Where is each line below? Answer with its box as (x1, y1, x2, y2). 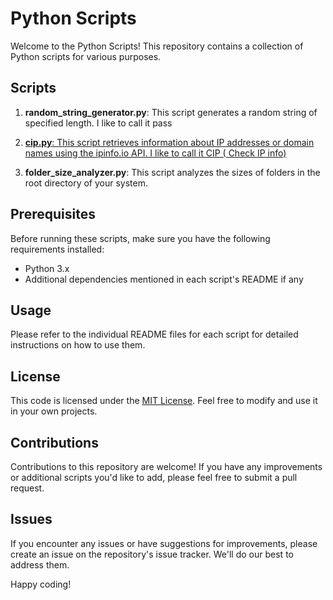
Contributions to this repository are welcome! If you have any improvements (10, 461, 323, 472)
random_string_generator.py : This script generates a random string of (24, 106, 318, 118)
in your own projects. (10, 405, 98, 417)
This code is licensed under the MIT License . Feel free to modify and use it (10, 395, 318, 407)
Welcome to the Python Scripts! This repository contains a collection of (10, 40, 304, 52)
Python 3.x (24, 262, 70, 274)
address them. (10, 558, 70, 571)
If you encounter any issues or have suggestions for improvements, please (10, 537, 318, 549)
